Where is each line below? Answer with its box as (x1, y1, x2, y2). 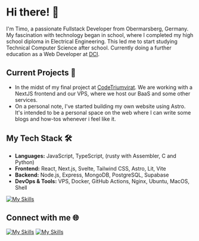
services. (14, 96, 38, 103)
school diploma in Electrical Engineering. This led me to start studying (6, 38, 178, 45)
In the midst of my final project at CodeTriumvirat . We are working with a (14, 84, 192, 91)
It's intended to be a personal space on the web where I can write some (14, 109, 191, 116)
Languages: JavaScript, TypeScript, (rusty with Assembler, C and (14, 152, 177, 159)
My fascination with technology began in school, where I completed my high (6, 31, 194, 38)
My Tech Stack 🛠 (6, 134, 73, 144)
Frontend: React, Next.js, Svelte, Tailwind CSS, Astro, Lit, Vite (14, 165, 166, 172)
